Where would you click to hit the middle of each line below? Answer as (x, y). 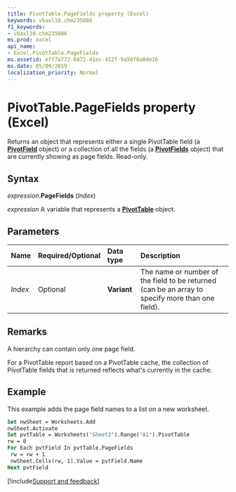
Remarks (27, 332)
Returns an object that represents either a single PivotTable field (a (104, 142)
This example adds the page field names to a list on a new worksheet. (108, 409)
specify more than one (177, 298)
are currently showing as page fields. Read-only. (78, 157)
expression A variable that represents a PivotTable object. (91, 209)
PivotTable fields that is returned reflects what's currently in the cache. (110, 370)
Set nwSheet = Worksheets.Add (52, 422)
